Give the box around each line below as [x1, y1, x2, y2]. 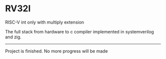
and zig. [5, 34, 22, 40]
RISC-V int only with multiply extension [5, 19, 84, 25]
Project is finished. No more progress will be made [5, 48, 108, 54]
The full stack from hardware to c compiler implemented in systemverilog [5, 29, 154, 34]
